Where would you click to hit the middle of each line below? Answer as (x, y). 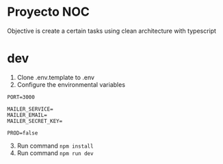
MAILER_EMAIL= (27, 115)
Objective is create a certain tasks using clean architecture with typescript (112, 31)
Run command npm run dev (55, 153)
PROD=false (23, 133)
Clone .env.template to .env (55, 77)
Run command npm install (55, 146)
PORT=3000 (21, 97)
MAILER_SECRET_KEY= (35, 121)
